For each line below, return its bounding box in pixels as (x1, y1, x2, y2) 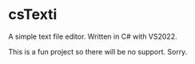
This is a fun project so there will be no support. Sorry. (8, 47, 188, 56)
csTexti (8, 6, 58, 24)
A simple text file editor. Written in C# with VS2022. (8, 32, 177, 41)
